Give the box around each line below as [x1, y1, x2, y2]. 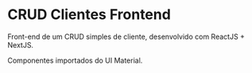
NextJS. [7, 40, 33, 49]
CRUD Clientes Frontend [7, 6, 172, 24]
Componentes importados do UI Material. [7, 56, 143, 65]
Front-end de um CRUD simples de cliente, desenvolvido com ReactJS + [7, 32, 246, 41]
